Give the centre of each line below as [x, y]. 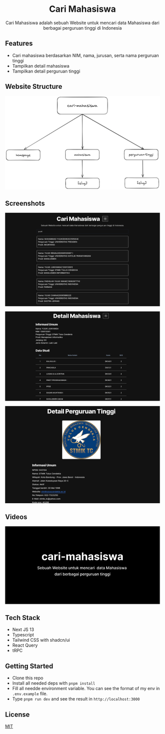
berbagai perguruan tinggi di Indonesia [82, 28]
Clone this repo [27, 678]
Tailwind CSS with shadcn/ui [41, 640]
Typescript [23, 635]
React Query [25, 645]
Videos [16, 517]
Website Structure [34, 87]
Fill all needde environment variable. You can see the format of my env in [86, 689]
